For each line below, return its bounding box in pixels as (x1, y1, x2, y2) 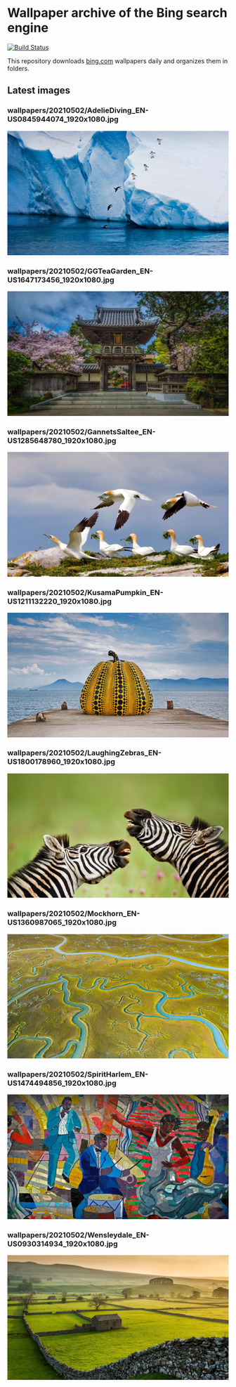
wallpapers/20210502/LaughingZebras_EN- (7, 748, 162, 758)
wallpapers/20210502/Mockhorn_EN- (7, 909, 140, 918)
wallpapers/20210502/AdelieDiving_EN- (7, 105, 149, 115)
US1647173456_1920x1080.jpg (7, 275, 114, 285)
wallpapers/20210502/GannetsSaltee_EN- (7, 426, 156, 436)
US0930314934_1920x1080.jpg (7, 1239, 118, 1249)
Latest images (7, 84, 71, 96)
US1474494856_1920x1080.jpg (7, 1079, 117, 1088)
